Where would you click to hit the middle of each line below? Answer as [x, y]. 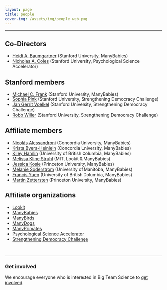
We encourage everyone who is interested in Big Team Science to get [77, 277]
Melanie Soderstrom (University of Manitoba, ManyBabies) [72, 169]
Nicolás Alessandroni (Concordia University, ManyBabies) [71, 143]
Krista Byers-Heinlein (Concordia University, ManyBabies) [72, 148]
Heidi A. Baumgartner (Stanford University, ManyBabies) [70, 56]
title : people [20, 14]
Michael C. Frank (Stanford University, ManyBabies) [65, 94]
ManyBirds [23, 218]
